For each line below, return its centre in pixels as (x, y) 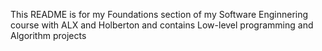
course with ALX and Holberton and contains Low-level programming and (162, 25)
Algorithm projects (48, 35)
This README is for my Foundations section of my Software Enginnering (159, 14)
